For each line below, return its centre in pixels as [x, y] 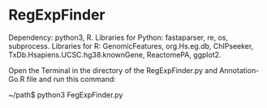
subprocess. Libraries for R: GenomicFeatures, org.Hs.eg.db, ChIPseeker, [131, 45]
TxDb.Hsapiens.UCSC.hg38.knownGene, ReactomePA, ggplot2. [115, 54]
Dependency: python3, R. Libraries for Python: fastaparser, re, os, [118, 37]
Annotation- [239, 70]
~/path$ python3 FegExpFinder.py [66, 94]
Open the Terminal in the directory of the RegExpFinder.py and [113, 70]
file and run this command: [71, 79]
